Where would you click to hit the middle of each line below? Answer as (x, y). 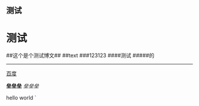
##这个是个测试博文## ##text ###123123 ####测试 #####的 (80, 55)
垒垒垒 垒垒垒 (23, 86)
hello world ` (21, 98)
